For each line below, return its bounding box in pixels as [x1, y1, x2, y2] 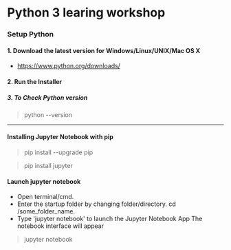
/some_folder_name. [16, 207, 76, 216]
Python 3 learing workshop [7, 5, 166, 21]
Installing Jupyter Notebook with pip [7, 133, 113, 141]
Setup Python [7, 30, 54, 39]
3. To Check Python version [7, 93, 88, 101]
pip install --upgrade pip [23, 148, 93, 156]
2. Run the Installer [7, 77, 63, 85]
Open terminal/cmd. [16, 193, 74, 201]
